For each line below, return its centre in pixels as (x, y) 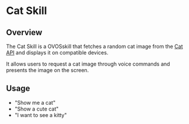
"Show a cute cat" (36, 109)
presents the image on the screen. (48, 70)
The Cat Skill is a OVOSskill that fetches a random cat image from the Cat (95, 46)
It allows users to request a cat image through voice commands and (88, 64)
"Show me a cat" (35, 102)
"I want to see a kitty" (41, 115)
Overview (24, 32)
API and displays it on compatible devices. (57, 53)
